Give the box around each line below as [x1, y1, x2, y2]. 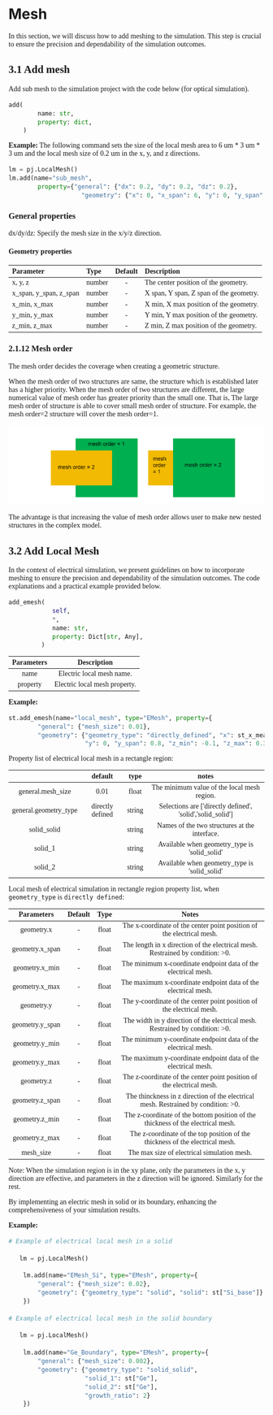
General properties [8, 211, 76, 221]
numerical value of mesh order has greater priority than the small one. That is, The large [8, 393, 258, 402]
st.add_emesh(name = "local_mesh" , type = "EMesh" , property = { [8, 714, 213, 722]
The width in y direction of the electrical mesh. [123, 1016, 258, 1025]
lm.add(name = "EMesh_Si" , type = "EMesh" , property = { [23, 1271, 198, 1280]
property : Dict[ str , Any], [51, 632, 144, 640]
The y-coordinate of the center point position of [122, 997, 258, 1006]
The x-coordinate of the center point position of [122, 922, 258, 931]
